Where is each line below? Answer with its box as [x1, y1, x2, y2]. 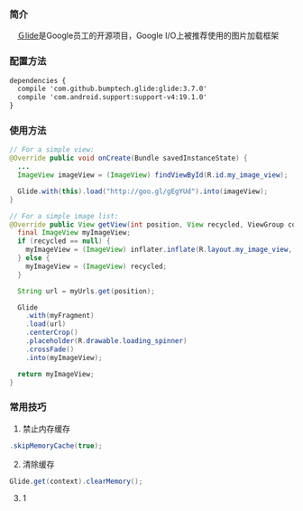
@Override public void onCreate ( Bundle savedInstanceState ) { [9, 153, 248, 163]
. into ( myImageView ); [25, 353, 103, 362]
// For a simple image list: [9, 211, 119, 220]
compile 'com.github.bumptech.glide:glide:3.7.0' [17, 84, 207, 94]
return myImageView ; [17, 369, 95, 378]
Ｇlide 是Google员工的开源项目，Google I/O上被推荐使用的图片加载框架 [17, 30, 280, 42]
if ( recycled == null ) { [17, 237, 111, 246]
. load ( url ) [25, 320, 67, 329]
